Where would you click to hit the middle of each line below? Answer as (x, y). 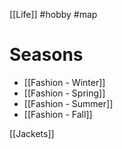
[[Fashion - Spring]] (64, 93)
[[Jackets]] (32, 133)
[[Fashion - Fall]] (58, 114)
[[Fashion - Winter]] (64, 82)
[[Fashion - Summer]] (68, 103)
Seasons (46, 55)
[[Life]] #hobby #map (53, 14)
